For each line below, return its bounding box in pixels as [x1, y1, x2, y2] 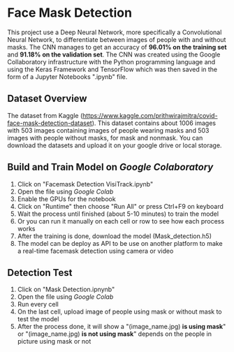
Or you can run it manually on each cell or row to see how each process [17, 217, 225, 225]
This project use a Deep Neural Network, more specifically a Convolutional [7, 28, 222, 36]
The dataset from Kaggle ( [7, 111, 83, 119]
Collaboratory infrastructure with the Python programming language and [7, 57, 216, 66]
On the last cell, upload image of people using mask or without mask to [17, 307, 222, 316]
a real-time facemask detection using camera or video [17, 247, 174, 255]
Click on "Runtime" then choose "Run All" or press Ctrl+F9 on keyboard [17, 202, 224, 210]
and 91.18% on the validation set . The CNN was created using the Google [7, 50, 221, 59]
